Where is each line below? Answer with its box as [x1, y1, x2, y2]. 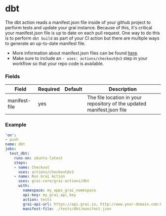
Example [5, 121, 27, 128]
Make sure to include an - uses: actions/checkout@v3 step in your [12, 55, 148, 61]
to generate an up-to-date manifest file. [5, 40, 86, 46]
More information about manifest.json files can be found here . [12, 50, 138, 56]
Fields [5, 73, 20, 80]
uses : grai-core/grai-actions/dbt [18, 179, 90, 184]
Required [38, 86, 60, 93]
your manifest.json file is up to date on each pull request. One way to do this [5, 30, 160, 36]
